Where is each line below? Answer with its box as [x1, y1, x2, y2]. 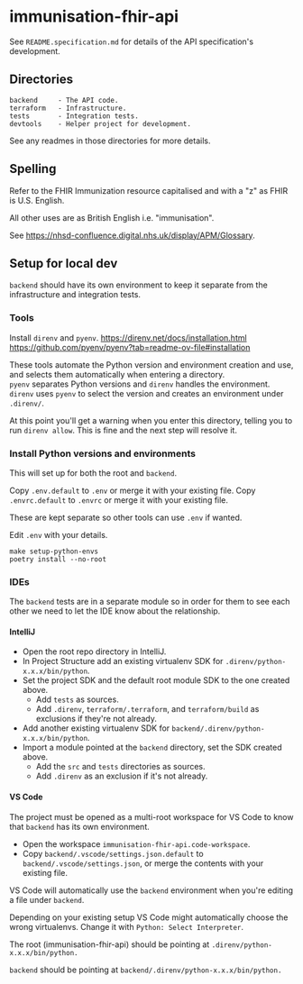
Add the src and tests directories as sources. [35, 761, 206, 772]
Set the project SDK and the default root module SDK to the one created [22, 675, 290, 686]
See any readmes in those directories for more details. [9, 135, 211, 146]
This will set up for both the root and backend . [9, 467, 178, 478]
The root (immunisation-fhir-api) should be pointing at [9, 939, 210, 950]
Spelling [9, 161, 57, 177]
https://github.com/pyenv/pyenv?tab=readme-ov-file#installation [9, 342, 251, 352]
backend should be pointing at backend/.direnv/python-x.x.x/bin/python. [9, 964, 282, 975]
